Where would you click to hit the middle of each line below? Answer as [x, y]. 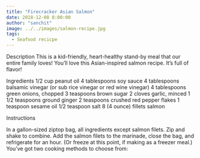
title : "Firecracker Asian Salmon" [51, 12]
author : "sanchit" [29, 23]
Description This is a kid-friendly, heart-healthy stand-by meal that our [93, 57]
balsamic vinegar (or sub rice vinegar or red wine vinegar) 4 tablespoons [96, 87]
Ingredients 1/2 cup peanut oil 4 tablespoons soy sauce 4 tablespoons [93, 81]
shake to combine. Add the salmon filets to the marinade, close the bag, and [100, 136]
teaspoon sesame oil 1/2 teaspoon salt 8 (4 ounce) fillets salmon [86, 106]
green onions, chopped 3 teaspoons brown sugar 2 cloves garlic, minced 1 [98, 94]
